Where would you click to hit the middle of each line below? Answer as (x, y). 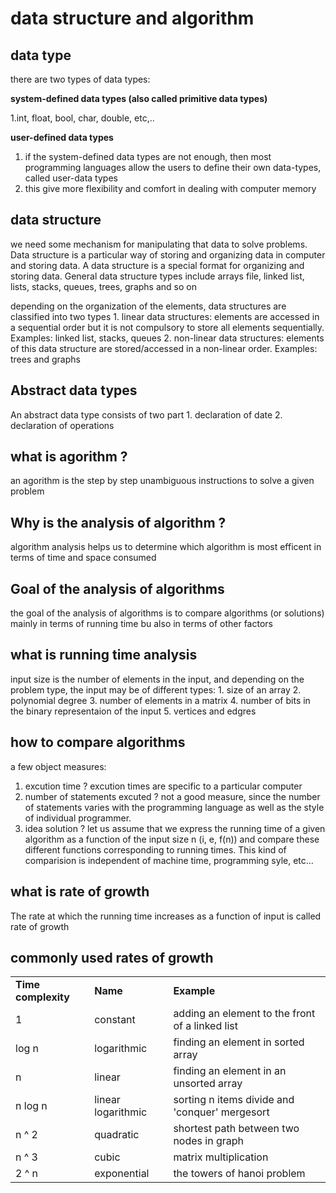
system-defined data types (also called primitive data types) (139, 98)
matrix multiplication (221, 1157)
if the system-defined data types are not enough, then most (148, 156)
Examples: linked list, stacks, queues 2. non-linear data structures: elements (167, 338)
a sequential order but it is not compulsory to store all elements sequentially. (167, 327)
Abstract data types (74, 390)
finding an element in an (230, 1071)
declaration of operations (62, 425)
